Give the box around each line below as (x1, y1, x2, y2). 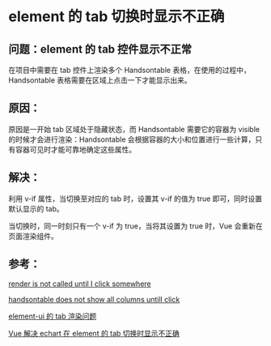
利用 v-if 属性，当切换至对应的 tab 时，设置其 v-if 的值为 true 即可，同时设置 (8, 194, 263, 203)
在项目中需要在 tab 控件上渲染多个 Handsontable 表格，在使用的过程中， (8, 66, 251, 75)
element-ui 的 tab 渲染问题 (8, 311, 97, 321)
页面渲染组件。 (8, 231, 58, 241)
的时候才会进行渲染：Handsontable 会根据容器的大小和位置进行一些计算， (8, 135, 256, 144)
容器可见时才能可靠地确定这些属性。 (15, 144, 136, 154)
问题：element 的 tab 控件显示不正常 (8, 42, 193, 56)
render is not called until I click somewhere (8, 279, 151, 288)
